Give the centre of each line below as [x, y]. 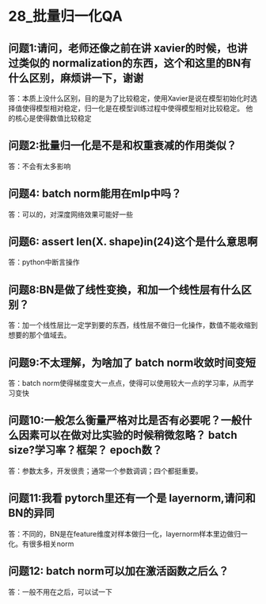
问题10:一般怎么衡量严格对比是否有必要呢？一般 [125, 420]
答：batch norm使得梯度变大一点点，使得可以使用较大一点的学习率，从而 [127, 383]
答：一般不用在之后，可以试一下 [60, 591]
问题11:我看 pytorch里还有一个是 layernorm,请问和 [132, 498]
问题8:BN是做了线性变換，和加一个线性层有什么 [125, 289]
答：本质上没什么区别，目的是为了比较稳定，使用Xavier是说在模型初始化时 [129, 98]
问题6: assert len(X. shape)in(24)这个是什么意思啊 [133, 242]
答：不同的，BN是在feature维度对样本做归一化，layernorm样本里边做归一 [128, 533]
